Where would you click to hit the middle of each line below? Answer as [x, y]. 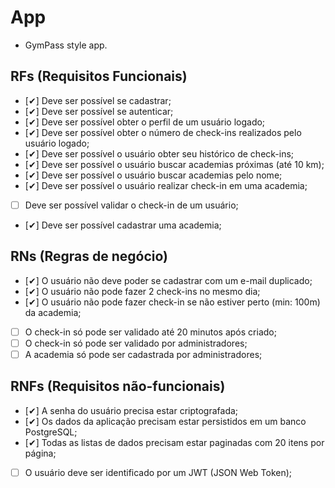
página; [40, 453]
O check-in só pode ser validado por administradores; [136, 343]
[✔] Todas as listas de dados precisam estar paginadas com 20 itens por [174, 442]
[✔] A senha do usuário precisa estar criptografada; [131, 410]
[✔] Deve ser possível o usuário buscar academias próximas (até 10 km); [174, 164]
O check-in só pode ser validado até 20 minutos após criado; [150, 332]
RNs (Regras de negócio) [89, 256]
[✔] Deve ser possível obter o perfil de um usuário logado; [145, 122]
